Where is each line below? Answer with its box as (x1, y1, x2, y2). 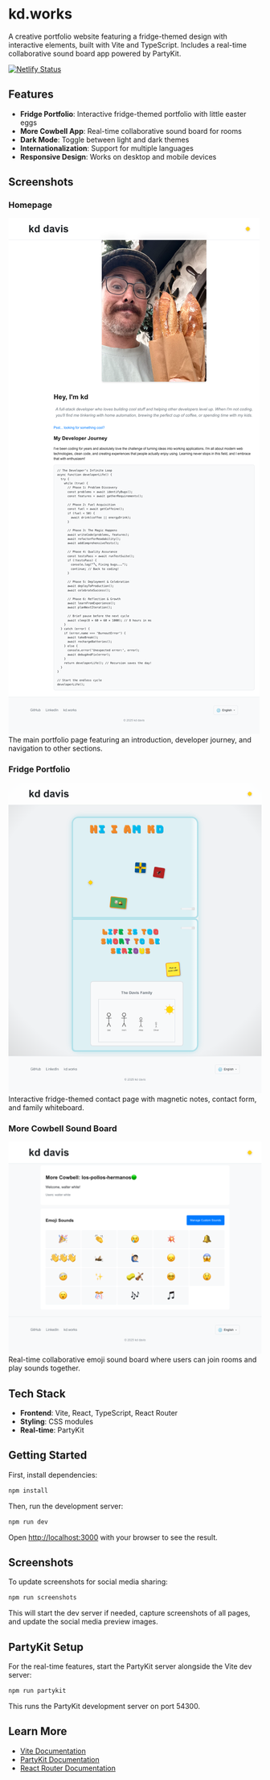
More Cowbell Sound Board (8, 1122, 118, 1133)
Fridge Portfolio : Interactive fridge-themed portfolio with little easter (19, 109, 247, 119)
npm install (8, 1487, 48, 1495)
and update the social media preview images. (8, 1617, 158, 1627)
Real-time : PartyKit (19, 1425, 84, 1435)
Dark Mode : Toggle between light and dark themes (19, 135, 190, 144)
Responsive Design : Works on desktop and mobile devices (19, 152, 217, 161)
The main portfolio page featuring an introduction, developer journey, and (8, 735, 252, 745)
